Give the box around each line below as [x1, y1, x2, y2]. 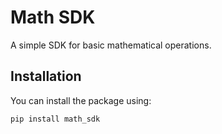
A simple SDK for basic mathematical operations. [10, 39, 212, 51]
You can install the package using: [10, 94, 152, 106]
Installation [10, 68, 82, 85]
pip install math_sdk [10, 114, 101, 124]
